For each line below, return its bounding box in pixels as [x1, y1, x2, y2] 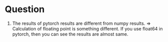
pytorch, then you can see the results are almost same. [12, 31, 129, 37]
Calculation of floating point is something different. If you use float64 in [12, 25, 163, 31]
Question [5, 4, 45, 15]
